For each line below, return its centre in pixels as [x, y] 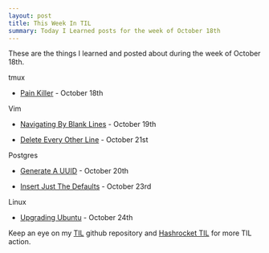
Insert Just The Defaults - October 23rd [86, 186]
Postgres [23, 155]
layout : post [30, 16]
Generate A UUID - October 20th [74, 171]
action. [20, 242]
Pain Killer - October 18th [61, 93]
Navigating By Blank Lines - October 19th [88, 124]
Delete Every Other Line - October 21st [84, 140]
